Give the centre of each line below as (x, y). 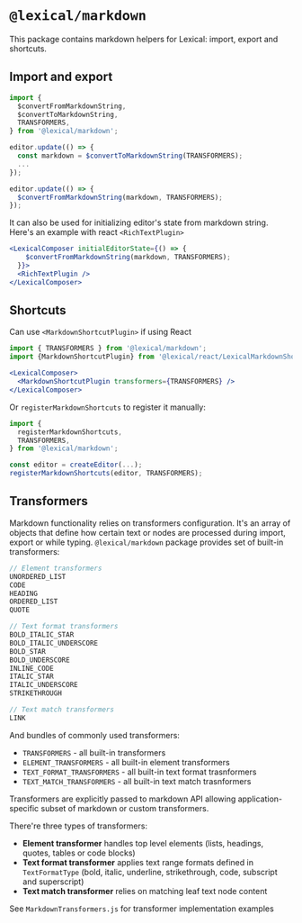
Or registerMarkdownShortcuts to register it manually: (108, 407)
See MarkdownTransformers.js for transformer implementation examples (142, 909)
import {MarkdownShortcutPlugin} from (82, 357)
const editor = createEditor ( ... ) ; (76, 465)
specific (24, 808)
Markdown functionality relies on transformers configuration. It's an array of (150, 523)
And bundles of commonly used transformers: (94, 735)
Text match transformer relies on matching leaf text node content (145, 891)
